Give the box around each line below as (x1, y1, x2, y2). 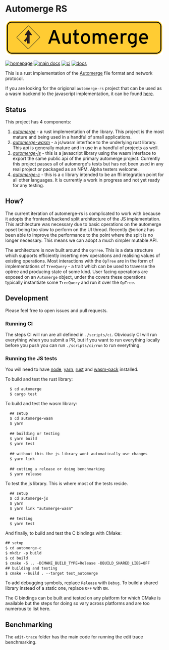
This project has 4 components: (5, 119, 72, 125)
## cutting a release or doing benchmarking (10, 466, 105, 472)
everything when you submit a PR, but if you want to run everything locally (5, 337, 160, 343)
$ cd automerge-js (10, 496, 49, 501)
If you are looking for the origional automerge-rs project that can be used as (5, 85, 162, 92)
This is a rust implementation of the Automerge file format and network (5, 70, 153, 76)
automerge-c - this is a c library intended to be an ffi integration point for (12, 171, 164, 178)
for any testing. (12, 183, 44, 189)
